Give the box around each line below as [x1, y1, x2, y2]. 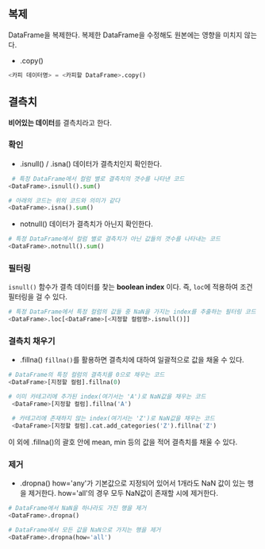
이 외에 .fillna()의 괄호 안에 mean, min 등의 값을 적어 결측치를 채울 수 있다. [8, 437, 238, 447]
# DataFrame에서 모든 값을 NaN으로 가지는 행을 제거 [8, 526, 161, 534]
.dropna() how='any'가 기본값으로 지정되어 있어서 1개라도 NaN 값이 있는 [19, 478, 246, 488]
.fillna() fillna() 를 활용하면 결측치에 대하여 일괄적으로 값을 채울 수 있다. [19, 355, 244, 365]
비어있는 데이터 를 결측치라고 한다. [8, 117, 113, 127]
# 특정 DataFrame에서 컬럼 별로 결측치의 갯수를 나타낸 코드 [11, 175, 185, 182]
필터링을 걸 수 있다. [8, 292, 67, 301]
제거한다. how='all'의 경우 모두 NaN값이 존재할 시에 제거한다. [28, 488, 218, 497]
